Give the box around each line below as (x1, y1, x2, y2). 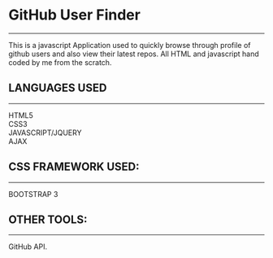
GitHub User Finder (8, 6, 141, 24)
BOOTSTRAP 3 (8, 189, 58, 199)
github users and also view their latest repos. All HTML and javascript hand (8, 49, 260, 59)
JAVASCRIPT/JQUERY (8, 128, 82, 138)
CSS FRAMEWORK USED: (8, 160, 140, 174)
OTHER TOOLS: (8, 212, 88, 226)
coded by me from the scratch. (8, 57, 112, 67)
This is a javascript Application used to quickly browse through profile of (8, 40, 251, 50)
